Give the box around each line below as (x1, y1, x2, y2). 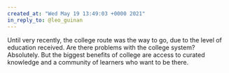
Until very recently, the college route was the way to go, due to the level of (7, 35, 223, 44)
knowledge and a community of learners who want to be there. (7, 58, 189, 66)
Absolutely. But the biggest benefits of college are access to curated (7, 50, 205, 59)
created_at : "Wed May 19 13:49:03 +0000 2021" (7, 10, 146, 17)
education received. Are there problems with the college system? (7, 43, 195, 51)
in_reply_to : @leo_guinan (7, 17, 83, 24)
